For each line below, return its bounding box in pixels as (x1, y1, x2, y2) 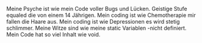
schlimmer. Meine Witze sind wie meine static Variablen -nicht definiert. (6, 24, 187, 31)
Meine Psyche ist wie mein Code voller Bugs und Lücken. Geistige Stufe (6, 5, 187, 12)
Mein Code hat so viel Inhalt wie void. (6, 31, 101, 38)
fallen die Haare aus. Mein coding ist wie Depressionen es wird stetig (6, 18, 180, 25)
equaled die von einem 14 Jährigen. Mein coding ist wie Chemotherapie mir (6, 12, 197, 19)
